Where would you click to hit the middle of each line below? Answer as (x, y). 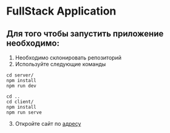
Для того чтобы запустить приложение (85, 34)
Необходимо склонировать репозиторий (68, 58)
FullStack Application (61, 11)
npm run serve (24, 112)
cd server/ (20, 75)
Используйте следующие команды (60, 64)
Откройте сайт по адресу (48, 124)
